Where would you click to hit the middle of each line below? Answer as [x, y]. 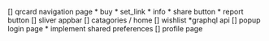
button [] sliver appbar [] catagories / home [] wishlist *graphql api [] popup [134, 20]
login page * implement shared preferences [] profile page [105, 29]
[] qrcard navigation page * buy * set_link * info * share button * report [126, 12]
